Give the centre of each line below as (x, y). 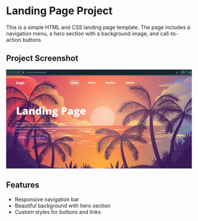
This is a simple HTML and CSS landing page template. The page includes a (98, 27)
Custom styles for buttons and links (58, 212)
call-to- (169, 33)
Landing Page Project (60, 11)
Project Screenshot (42, 58)
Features (23, 185)
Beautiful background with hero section (62, 206)
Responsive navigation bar (47, 199)
